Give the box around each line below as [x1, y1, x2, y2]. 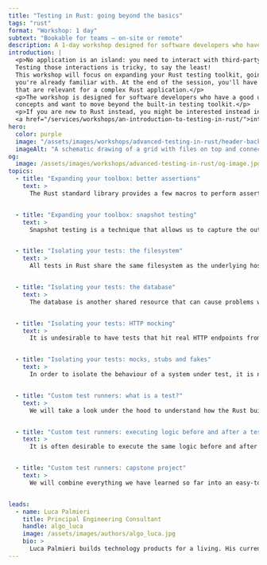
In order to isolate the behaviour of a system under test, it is [29, 371, 254, 379]
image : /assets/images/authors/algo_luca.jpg [22, 530, 176, 538]
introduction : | [8, 49, 62, 57]
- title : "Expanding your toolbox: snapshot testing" [15, 210, 197, 219]
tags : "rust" [8, 19, 52, 27]
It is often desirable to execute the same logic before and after [29, 443, 258, 451]
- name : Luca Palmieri [15, 508, 91, 516]
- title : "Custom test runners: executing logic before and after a [15, 428, 247, 436]
